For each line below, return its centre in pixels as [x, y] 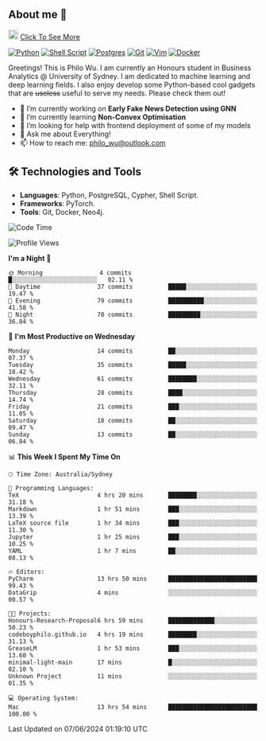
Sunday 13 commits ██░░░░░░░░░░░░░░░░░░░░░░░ [133, 435]
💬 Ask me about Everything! [65, 134]
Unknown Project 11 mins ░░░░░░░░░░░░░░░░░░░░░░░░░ [133, 676]
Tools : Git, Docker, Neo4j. [62, 212]
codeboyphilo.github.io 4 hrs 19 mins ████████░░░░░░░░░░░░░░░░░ [133, 634]
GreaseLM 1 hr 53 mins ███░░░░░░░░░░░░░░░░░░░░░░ [133, 648]
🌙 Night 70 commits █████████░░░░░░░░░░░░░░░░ [133, 314]
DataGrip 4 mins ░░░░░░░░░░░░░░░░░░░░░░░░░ [133, 593]
